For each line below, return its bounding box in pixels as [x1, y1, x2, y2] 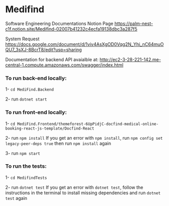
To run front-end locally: [5, 109, 67, 116]
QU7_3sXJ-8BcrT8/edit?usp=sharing [5, 46, 82, 53]
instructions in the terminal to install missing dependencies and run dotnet [5, 190, 161, 196]
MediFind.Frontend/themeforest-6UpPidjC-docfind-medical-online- [17, 121, 159, 126]
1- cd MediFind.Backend [5, 86, 54, 92]
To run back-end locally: [5, 74, 67, 82]
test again [5, 195, 27, 201]
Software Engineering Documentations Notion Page [5, 20, 114, 27]
